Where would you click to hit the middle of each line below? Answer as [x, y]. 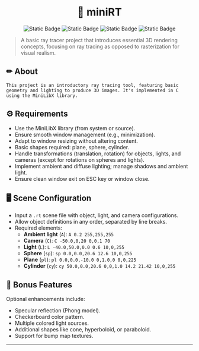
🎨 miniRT [99, 12]
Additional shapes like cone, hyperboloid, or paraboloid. [83, 330]
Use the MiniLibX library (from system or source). [75, 128]
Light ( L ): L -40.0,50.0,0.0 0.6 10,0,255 [74, 247]
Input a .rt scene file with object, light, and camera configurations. [97, 215]
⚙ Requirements [37, 114]
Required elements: [38, 228]
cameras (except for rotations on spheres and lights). [80, 159]
